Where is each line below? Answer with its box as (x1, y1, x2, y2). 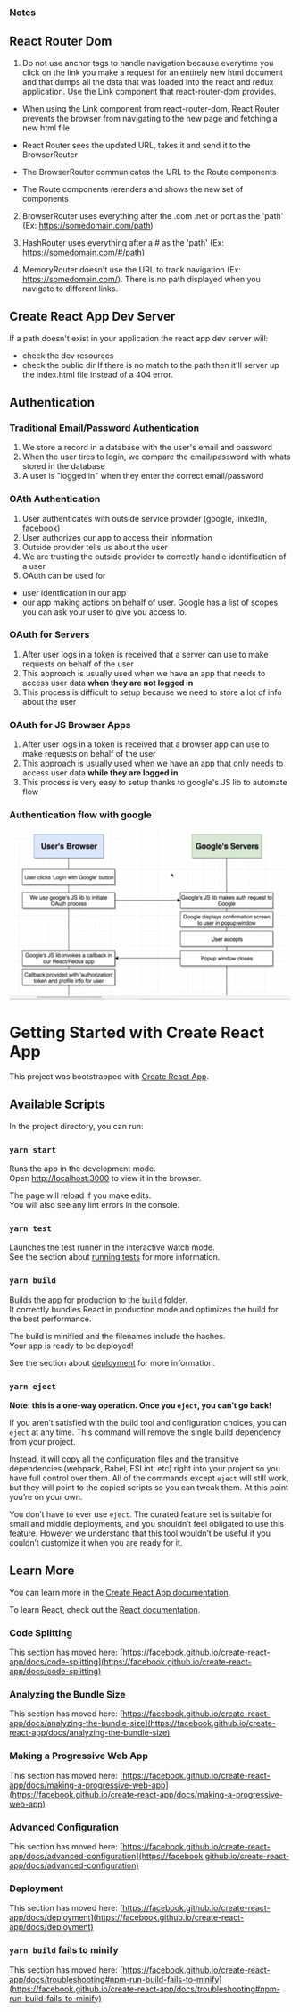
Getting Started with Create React (9, 1023, 265, 1043)
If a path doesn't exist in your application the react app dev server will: (9, 332, 269, 343)
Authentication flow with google (9, 809, 152, 821)
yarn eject (9, 1381, 56, 1391)
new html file (21, 122, 70, 133)
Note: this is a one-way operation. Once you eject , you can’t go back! (9, 1400, 272, 1411)
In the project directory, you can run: (9, 1120, 144, 1131)
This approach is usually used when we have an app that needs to (21, 667, 266, 678)
